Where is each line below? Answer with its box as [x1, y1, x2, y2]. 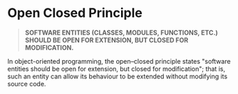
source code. [7, 79, 46, 88]
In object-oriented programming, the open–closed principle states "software [7, 57, 231, 65]
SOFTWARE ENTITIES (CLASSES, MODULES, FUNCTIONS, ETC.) [24, 28, 219, 37]
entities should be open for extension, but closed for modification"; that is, [7, 64, 226, 73]
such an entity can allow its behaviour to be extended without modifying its [7, 72, 228, 81]
